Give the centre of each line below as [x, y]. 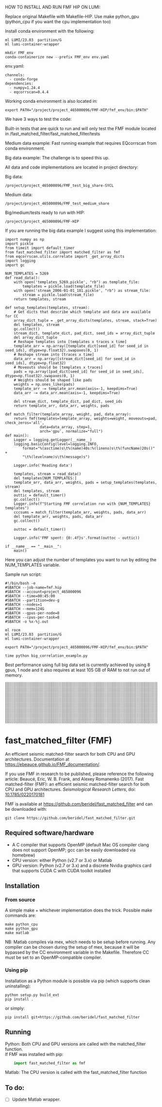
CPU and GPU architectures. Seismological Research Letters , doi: [70, 789]
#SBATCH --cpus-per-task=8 [32, 617]
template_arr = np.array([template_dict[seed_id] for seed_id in [81, 346]
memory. [14, 675]
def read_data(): [23, 278]
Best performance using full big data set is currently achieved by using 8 [78, 665]
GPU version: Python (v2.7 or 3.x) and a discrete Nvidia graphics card [82, 865]
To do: [15, 1088]
